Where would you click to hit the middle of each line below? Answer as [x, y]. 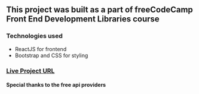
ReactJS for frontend [41, 49]
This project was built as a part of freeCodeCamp [99, 10]
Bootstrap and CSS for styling [51, 55]
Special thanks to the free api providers [56, 85]
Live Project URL [30, 71]
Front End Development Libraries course [83, 19]
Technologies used [34, 36]
